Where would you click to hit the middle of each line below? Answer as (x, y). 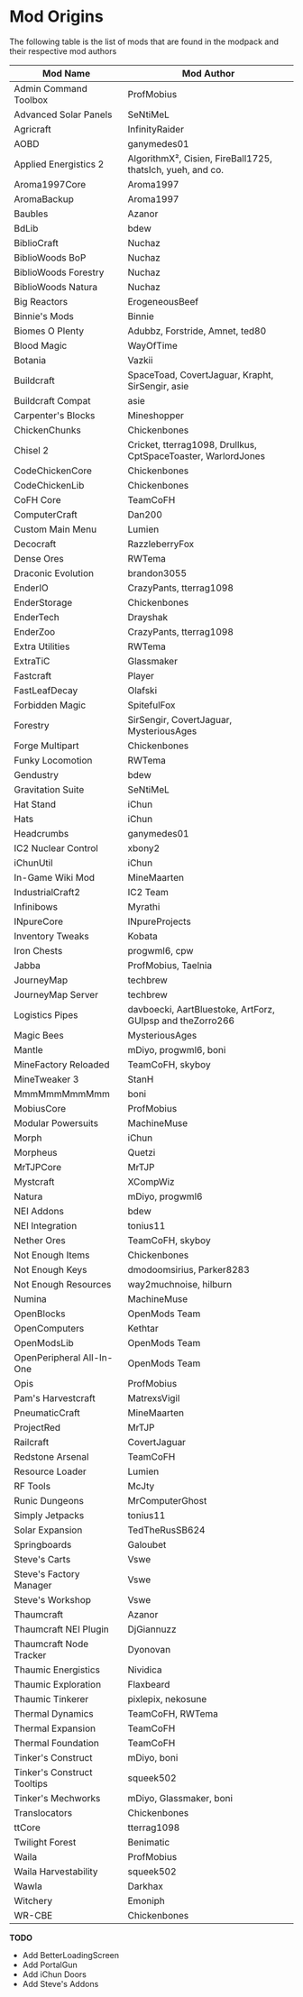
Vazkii (140, 360)
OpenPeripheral (47, 1357)
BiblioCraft (36, 243)
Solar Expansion (48, 1530)
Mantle (28, 1049)
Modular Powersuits (56, 1122)
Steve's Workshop (53, 1599)
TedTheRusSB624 (166, 1530)
